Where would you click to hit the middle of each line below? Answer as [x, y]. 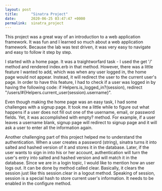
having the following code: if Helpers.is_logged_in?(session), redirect [74, 87]
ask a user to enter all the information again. [49, 128]
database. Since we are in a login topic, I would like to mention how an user [80, 163]
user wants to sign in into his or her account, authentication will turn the [76, 153]
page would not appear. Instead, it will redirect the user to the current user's [81, 77]
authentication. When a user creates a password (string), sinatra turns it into [81, 142]
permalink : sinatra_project [34, 23]
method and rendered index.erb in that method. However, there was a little [79, 67]
